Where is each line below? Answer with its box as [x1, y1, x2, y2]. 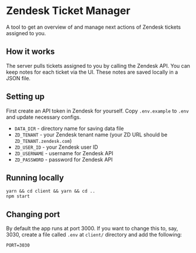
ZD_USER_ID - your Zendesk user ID [14, 143, 98, 151]
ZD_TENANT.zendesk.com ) [14, 137, 72, 144]
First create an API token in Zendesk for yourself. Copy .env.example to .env [6, 107, 189, 114]
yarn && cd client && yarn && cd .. [6, 189, 95, 194]
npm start [6, 193, 30, 200]
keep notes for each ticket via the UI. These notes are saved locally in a [6, 69, 178, 76]
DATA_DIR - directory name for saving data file [14, 125, 124, 132]
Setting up [6, 92, 45, 102]
